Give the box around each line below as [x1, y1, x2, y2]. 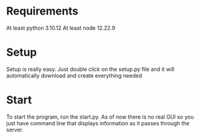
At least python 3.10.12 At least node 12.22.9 [6, 24, 116, 31]
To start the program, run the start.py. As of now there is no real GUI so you [6, 113, 195, 120]
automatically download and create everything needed [6, 71, 142, 79]
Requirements [6, 4, 79, 18]
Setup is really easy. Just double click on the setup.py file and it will [6, 65, 175, 73]
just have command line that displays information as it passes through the [6, 119, 190, 126]
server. [6, 126, 24, 133]
